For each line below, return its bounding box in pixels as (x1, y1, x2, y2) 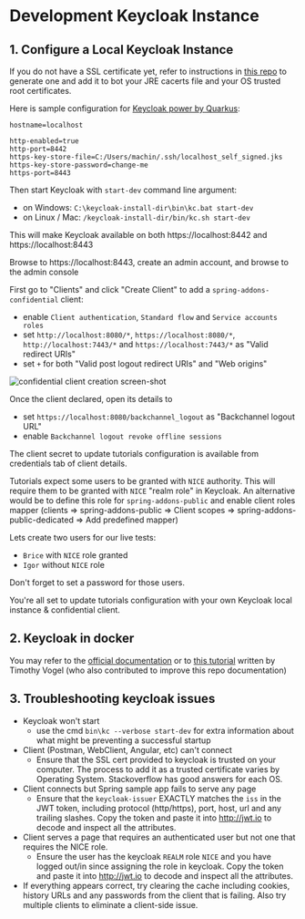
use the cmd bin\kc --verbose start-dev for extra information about (36, 725, 294, 736)
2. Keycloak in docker (9, 631, 135, 646)
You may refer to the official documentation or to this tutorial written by (9, 655, 276, 666)
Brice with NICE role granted (22, 550, 128, 561)
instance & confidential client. (9, 604, 121, 615)
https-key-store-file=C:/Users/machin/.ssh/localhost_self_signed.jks (9, 152, 283, 161)
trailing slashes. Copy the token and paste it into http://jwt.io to (36, 812, 272, 823)
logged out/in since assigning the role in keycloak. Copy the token (36, 861, 284, 872)
